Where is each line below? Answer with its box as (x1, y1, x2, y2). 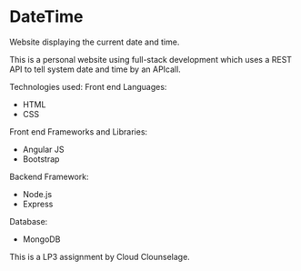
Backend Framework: (9, 171, 89, 182)
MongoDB (22, 234, 61, 245)
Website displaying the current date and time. (9, 36, 180, 47)
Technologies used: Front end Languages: (9, 81, 167, 92)
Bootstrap (22, 153, 60, 165)
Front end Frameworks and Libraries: (9, 125, 148, 137)
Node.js (22, 188, 53, 199)
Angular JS (22, 144, 65, 155)
